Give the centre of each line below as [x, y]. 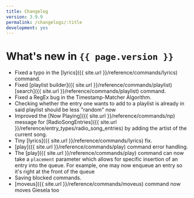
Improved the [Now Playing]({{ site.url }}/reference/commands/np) [95, 116]
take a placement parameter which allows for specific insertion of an [96, 159]
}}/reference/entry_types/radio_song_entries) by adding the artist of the [101, 128]
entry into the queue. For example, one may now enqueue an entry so [98, 165]
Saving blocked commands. [48, 178]
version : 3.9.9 [25, 17]
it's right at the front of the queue [55, 172]
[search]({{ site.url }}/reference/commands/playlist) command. [90, 91]
